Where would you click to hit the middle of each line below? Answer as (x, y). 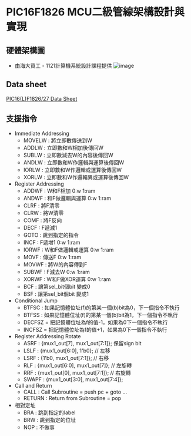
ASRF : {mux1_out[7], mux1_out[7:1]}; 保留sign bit (83, 343)
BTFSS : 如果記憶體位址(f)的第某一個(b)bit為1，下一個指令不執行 (100, 315)
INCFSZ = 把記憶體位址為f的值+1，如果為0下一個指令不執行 (95, 329)
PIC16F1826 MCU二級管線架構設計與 (95, 12)
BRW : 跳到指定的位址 (50, 420)
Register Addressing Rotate (48, 336)
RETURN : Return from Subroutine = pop (72, 398)
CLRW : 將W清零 (43, 213)
